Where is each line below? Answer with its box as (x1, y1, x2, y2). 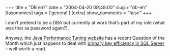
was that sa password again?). (5, 25, 69, 31)
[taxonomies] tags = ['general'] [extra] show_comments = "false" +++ (5, 10, 152, 16)
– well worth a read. (5, 46, 47, 51)
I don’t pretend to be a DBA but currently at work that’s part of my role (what (5, 20, 165, 25)
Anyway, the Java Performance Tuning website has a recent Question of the (5, 35, 165, 41)
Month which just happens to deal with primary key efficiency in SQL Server (5, 40, 164, 46)
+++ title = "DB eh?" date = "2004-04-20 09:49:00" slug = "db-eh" (5, 5, 148, 10)
